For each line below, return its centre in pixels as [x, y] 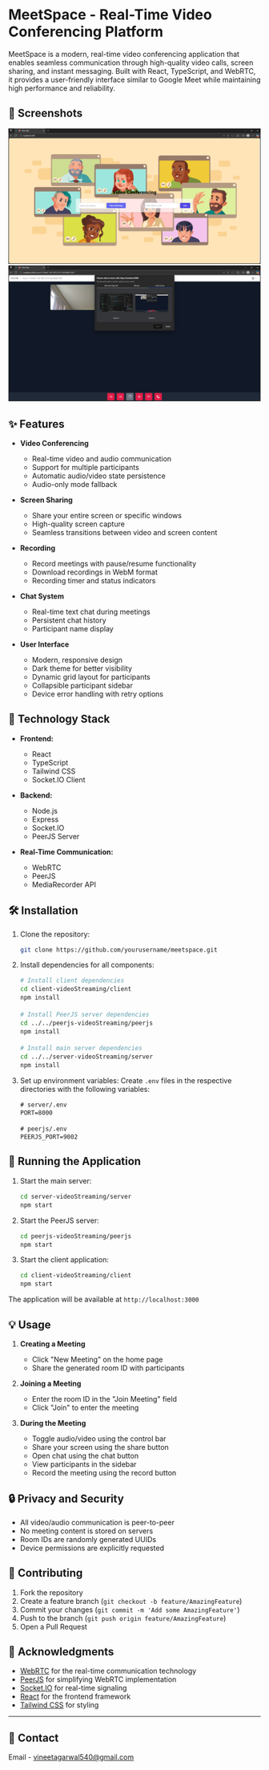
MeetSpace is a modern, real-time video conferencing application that [124, 54]
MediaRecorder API [64, 884]
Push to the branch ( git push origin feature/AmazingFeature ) [123, 1618]
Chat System [42, 596]
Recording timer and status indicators [94, 580]
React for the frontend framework [75, 1697]
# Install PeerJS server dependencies [84, 1014]
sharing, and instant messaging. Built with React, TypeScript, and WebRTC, [132, 71]
